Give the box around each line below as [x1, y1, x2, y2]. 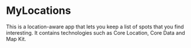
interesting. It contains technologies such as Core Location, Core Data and [6, 29, 185, 36]
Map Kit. [6, 35, 26, 42]
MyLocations [6, 4, 71, 17]
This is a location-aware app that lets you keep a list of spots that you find [6, 23, 184, 30]
